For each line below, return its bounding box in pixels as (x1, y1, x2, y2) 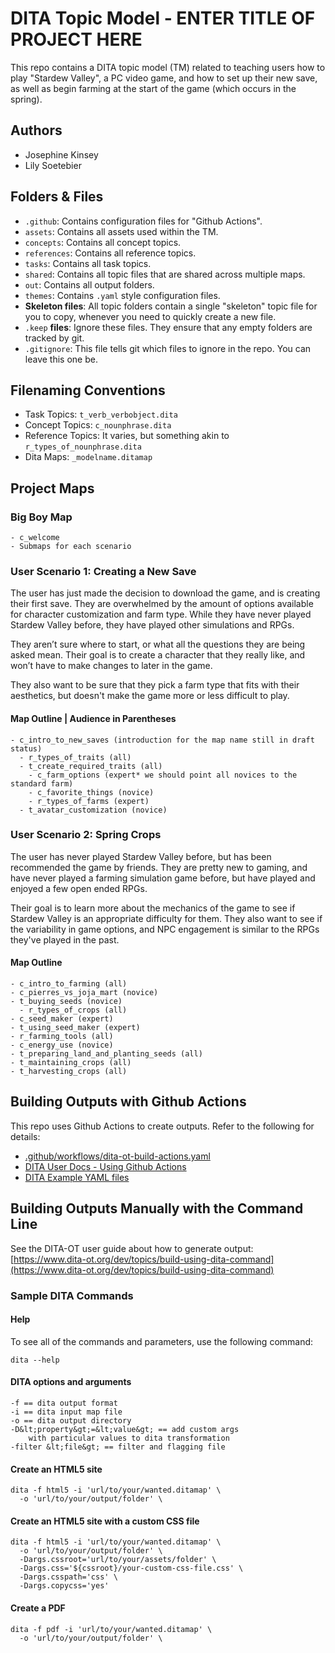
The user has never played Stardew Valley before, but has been (10, 850, 272, 862)
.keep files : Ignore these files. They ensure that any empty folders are (24, 321, 313, 333)
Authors (10, 122, 63, 139)
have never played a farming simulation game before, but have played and (10, 872, 316, 884)
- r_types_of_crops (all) (19, 1005, 128, 1016)
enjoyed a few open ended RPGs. (10, 882, 148, 894)
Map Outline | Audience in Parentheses (10, 712, 177, 724)
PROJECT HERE (10, 28, 143, 51)
